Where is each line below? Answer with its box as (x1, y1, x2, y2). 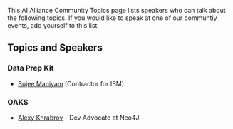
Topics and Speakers (7, 42, 103, 54)
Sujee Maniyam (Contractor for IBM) (17, 79, 125, 88)
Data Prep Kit (7, 63, 54, 73)
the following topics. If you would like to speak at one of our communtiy (7, 14, 217, 22)
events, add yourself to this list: (7, 21, 100, 29)
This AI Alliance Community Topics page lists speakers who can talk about (7, 6, 226, 14)
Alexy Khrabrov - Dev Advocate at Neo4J (17, 113, 140, 122)
